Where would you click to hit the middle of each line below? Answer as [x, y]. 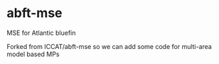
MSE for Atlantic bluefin [41, 33]
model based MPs [33, 54]
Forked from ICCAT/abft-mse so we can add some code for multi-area [109, 46]
